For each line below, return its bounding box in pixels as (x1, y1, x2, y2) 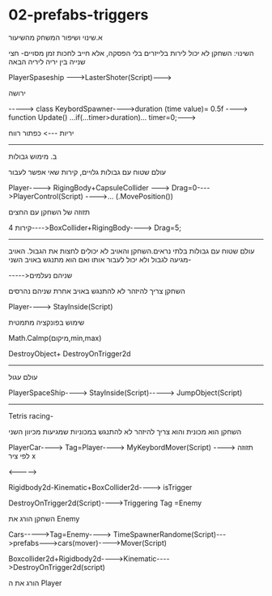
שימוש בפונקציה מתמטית (8, 317, 85, 327)
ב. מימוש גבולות (8, 151, 57, 161)
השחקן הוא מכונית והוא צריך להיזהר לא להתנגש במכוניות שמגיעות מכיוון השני (8, 427, 242, 436)
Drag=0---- (171, 182, 210, 192)
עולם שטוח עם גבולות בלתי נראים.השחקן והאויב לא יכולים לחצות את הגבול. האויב (8, 245, 255, 256)
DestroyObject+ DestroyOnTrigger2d (8, 348, 131, 358)
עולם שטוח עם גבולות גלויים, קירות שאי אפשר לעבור (8, 167, 166, 177)
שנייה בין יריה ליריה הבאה (8, 57, 86, 66)
